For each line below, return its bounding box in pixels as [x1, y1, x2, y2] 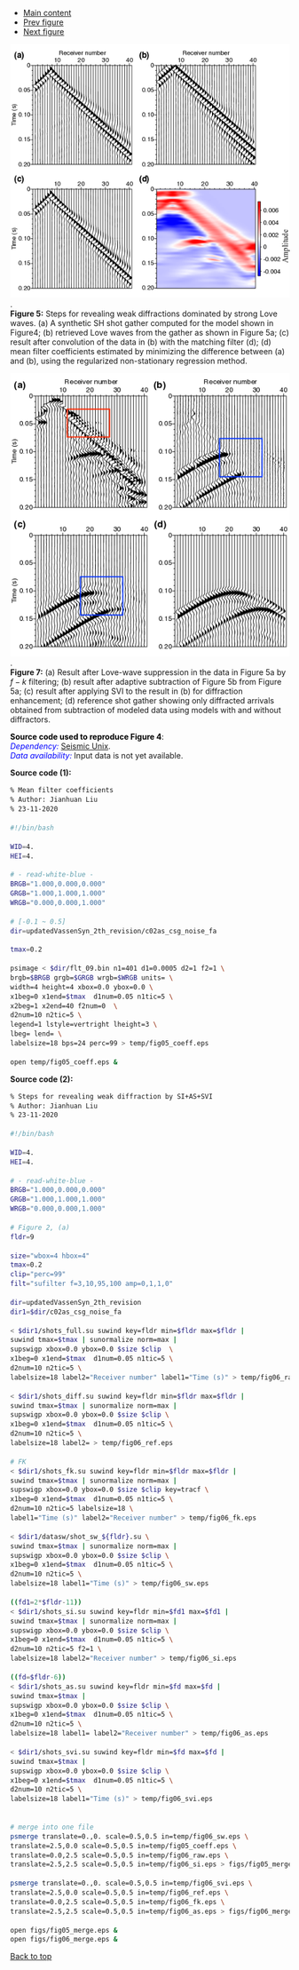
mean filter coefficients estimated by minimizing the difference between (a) [10, 346, 286, 357]
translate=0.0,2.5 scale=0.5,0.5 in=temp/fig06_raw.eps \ [10, 1851, 229, 1860]
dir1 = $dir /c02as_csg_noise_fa [10, 1307, 122, 1316]
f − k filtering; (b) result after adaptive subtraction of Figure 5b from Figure [10, 677, 282, 687]
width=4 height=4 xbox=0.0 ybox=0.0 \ [10, 982, 153, 991]
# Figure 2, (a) [10, 1223, 70, 1232]
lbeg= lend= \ [10, 1029, 63, 1038]
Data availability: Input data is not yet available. [10, 751, 184, 761]
